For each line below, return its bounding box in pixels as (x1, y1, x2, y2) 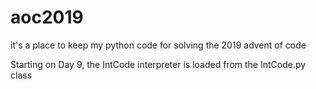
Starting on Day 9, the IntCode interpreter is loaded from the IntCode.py (10, 58, 307, 70)
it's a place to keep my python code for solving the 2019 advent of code (10, 39, 307, 51)
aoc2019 (10, 6, 84, 29)
